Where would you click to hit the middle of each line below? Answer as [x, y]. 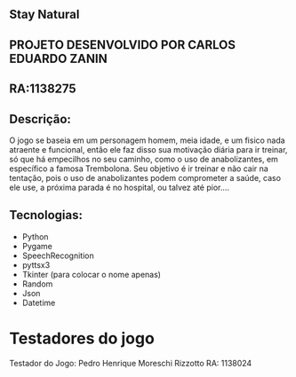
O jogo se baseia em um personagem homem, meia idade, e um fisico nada [148, 140]
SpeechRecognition [58, 255]
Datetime [39, 302]
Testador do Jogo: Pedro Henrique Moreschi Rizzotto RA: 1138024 [131, 363]
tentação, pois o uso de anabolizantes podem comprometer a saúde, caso [145, 177]
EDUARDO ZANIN [59, 58]
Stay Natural [44, 15]
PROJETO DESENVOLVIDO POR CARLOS [122, 45]
